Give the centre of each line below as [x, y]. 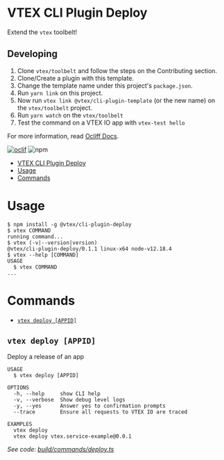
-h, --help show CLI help [57, 394]
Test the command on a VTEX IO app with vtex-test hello [101, 122]
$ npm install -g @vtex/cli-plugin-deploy [69, 224]
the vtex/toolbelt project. [54, 108]
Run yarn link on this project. [60, 93]
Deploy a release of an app [46, 357]
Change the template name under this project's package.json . [105, 86]
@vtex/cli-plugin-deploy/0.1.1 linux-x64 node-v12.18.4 [89, 248]
